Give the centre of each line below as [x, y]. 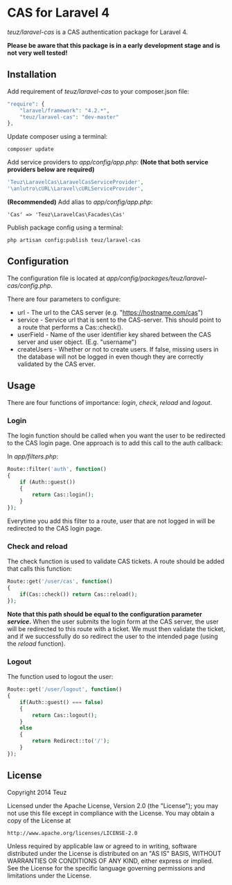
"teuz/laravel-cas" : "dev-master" [69, 117]
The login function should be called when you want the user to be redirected [116, 436]
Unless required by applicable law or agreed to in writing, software [102, 846]
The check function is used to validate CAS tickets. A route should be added [116, 561]
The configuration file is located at [56, 278]
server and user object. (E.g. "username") [77, 342]
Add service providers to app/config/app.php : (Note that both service [108, 162]
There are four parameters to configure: [64, 299]
